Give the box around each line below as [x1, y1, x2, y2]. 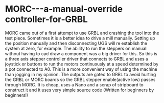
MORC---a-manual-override [5, 3, 123, 15]
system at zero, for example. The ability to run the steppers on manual [5, 45, 147, 51]
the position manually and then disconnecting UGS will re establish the [5, 40, 148, 46]
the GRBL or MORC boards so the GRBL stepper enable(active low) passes [5, 77, 156, 82]
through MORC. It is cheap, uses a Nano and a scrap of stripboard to [5, 82, 143, 87]
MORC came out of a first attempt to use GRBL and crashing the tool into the [5, 30, 160, 36]
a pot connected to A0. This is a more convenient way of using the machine [5, 66, 158, 72]
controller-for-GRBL [5, 14, 88, 25]
